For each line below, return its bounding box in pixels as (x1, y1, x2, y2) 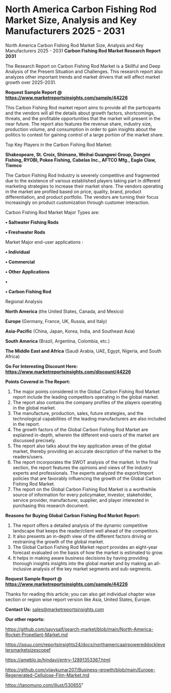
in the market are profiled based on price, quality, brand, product (5, 188, 142, 195)
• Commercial (5, 259, 35, 265)
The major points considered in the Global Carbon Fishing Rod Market (12, 388, 160, 395)
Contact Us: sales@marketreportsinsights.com (5, 606, 105, 612)
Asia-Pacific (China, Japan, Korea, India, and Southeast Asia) (5, 328, 135, 334)
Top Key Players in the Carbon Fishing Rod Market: (5, 142, 112, 148)
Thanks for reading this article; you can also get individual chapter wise (5, 591, 156, 597)
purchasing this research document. (12, 502, 89, 509)
